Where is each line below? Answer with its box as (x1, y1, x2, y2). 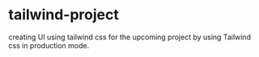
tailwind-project (8, 6, 119, 24)
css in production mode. (8, 40, 90, 50)
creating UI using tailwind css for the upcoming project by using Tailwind (8, 32, 251, 42)
